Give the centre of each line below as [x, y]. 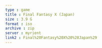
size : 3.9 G [19, 19]
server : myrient [23, 33]
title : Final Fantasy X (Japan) [40, 14]
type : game [17, 10]
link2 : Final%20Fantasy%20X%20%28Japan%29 [51, 38]
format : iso [19, 24]
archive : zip [20, 28]
